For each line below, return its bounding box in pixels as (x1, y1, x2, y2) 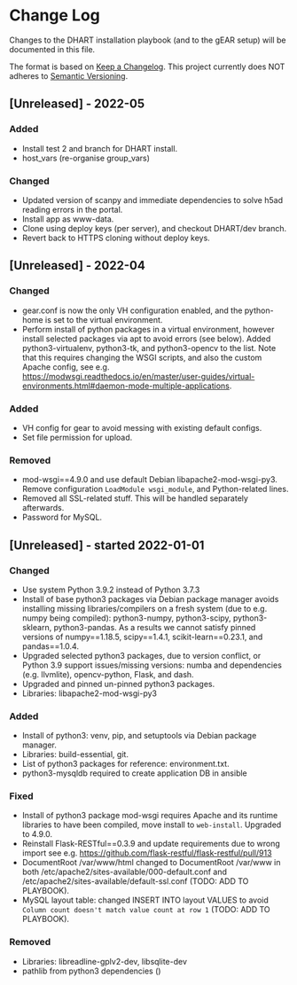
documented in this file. (9, 43, 96, 54)
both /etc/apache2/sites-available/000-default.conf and (21, 866, 228, 878)
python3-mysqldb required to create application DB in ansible (21, 768, 248, 778)
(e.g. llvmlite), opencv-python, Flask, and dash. (21, 668, 194, 679)
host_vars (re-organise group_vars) (21, 152, 151, 163)
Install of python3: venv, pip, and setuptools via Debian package (21, 731, 257, 741)
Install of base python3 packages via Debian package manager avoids (21, 593, 279, 604)
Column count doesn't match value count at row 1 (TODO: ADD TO (21, 904, 270, 915)
